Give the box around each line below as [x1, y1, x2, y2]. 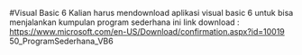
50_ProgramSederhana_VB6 [9, 35, 114, 46]
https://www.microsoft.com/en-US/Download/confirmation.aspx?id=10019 [9, 27, 286, 36]
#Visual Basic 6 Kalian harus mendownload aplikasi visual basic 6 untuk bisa [9, 8, 294, 18]
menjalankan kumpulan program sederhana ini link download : [9, 17, 241, 27]
